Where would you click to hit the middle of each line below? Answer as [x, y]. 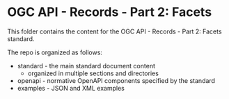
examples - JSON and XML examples [71, 88]
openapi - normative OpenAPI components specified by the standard [116, 80]
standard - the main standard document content [86, 66]
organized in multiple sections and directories [93, 73]
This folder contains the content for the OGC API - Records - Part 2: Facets [114, 31]
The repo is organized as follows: [55, 52]
